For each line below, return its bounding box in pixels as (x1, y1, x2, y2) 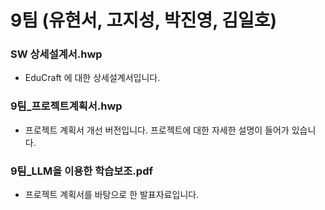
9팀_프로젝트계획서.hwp (10, 99, 123, 113)
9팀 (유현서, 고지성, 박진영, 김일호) (10, 9, 278, 32)
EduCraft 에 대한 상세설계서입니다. (24, 72, 161, 84)
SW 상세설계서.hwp (10, 47, 103, 61)
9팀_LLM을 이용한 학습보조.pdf (10, 164, 153, 178)
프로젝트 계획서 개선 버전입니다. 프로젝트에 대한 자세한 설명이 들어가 (24, 124, 290, 136)
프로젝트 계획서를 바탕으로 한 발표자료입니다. (24, 189, 200, 201)
